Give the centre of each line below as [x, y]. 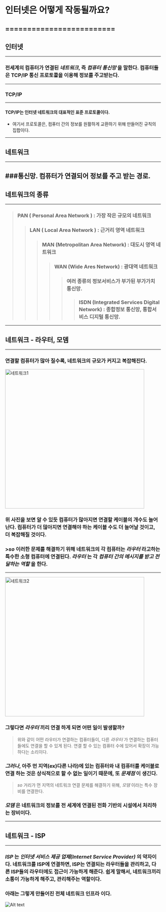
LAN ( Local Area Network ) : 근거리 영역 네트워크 [87, 230]
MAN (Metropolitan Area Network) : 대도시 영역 [98, 244]
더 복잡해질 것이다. [26, 535]
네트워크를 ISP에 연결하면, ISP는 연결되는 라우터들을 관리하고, [81, 864]
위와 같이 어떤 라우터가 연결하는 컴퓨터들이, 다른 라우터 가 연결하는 [81, 740]
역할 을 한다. [34, 564]
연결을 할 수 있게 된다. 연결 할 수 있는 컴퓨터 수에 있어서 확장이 [90, 745]
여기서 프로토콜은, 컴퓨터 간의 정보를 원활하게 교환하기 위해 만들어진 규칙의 [84, 124]
